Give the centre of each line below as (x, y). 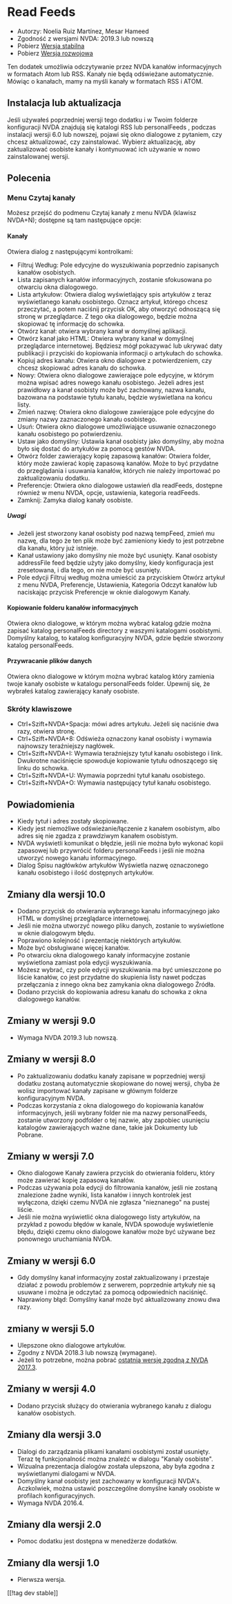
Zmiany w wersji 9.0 (51, 1021)
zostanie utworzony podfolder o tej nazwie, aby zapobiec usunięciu (113, 1120)
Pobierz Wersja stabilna (51, 46)
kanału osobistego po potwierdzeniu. (70, 433)
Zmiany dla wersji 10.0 (56, 894)
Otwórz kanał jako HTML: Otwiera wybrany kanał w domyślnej (106, 338)
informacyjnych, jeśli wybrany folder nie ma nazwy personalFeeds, (112, 1112)
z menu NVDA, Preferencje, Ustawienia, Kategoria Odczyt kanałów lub (117, 584)
